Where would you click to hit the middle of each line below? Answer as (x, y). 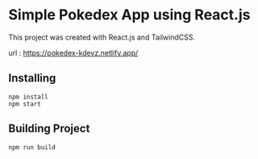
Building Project (49, 129)
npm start (25, 104)
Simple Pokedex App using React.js (129, 15)
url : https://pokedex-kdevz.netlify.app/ (73, 52)
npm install (28, 97)
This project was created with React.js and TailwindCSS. (102, 37)
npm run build (32, 147)
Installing (32, 78)
